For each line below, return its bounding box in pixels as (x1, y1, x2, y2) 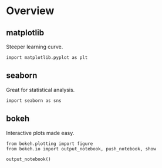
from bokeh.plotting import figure (6, 140, 93, 147)
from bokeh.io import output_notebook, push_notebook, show (6, 146, 157, 151)
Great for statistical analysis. (6, 86, 75, 93)
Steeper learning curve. (6, 43, 63, 50)
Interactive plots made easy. (6, 129, 75, 136)
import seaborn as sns (6, 97, 62, 104)
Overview (6, 4, 55, 18)
